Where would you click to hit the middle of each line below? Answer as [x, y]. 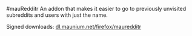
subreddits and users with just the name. [57, 15]
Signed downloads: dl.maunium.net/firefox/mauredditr [74, 27]
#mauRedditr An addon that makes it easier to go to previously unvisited [96, 9]
